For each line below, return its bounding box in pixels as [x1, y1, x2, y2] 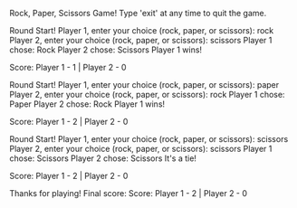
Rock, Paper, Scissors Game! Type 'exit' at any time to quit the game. [9, 8, 267, 18]
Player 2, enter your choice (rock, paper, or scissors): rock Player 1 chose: [9, 90, 285, 99]
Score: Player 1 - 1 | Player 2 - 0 [9, 62, 127, 72]
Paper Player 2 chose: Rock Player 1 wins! [9, 99, 166, 109]
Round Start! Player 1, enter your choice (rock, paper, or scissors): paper [9, 80, 280, 90]
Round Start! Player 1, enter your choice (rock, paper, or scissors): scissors [9, 134, 289, 144]
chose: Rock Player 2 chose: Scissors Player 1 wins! [9, 44, 202, 55]
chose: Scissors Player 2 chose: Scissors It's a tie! [9, 153, 197, 164]
